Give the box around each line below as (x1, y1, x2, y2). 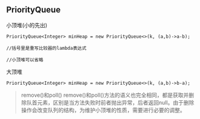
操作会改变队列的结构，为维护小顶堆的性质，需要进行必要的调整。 (21, 106, 185, 114)
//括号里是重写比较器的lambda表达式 (6, 45, 86, 51)
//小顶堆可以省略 (6, 56, 44, 63)
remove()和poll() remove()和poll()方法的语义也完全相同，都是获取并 (21, 91, 189, 99)
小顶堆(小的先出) (6, 21, 48, 29)
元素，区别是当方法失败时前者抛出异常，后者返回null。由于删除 (37, 99, 195, 106)
